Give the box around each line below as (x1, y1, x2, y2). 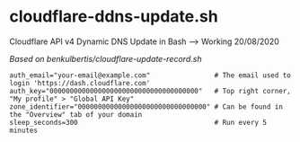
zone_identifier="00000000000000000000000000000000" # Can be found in (9, 102, 283, 111)
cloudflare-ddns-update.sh (9, 6, 218, 27)
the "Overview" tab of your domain (9, 110, 143, 119)
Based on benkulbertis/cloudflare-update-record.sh (9, 53, 202, 64)
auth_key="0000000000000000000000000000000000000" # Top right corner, (9, 86, 292, 95)
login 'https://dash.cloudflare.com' (9, 78, 151, 87)
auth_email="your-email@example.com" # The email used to (9, 70, 292, 80)
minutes (9, 126, 39, 135)
